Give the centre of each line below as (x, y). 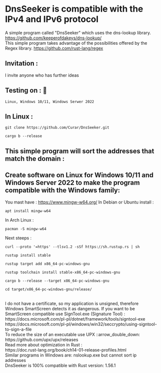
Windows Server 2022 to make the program (72, 183)
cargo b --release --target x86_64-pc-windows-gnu (57, 281)
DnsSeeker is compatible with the (74, 9)
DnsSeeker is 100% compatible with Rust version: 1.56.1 (60, 365)
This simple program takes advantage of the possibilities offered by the (76, 43)
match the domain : (35, 159)
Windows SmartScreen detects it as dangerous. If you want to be (70, 308)
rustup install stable (28, 255)
